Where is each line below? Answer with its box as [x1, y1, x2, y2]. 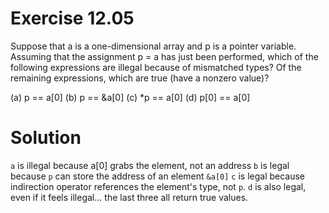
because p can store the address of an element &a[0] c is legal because [10, 170, 306, 182]
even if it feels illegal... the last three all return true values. [10, 191, 249, 203]
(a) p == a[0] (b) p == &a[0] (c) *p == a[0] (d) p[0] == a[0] [10, 91, 251, 103]
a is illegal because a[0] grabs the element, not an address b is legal [10, 159, 290, 171]
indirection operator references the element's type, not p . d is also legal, [10, 180, 307, 192]
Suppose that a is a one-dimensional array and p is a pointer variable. [10, 40, 297, 52]
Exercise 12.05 [10, 7, 135, 30]
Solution [10, 127, 82, 149]
